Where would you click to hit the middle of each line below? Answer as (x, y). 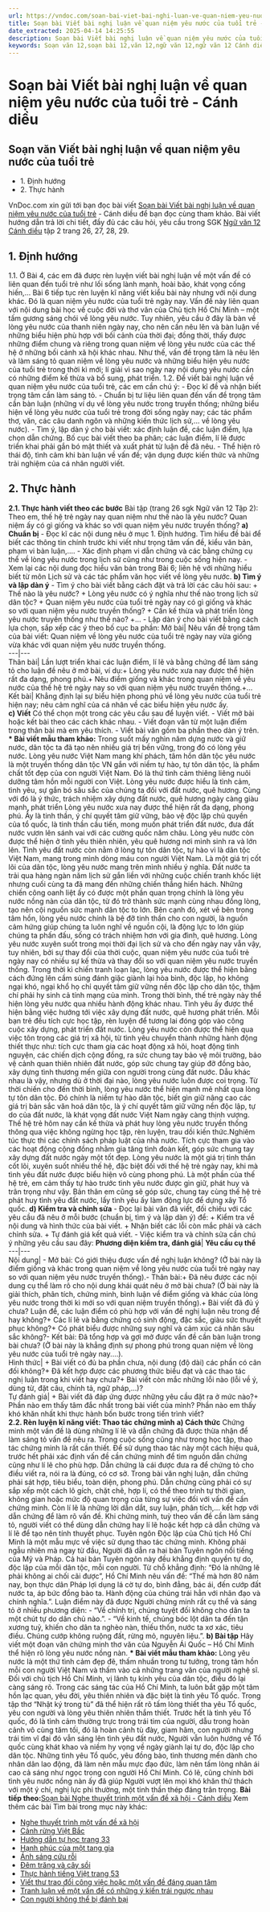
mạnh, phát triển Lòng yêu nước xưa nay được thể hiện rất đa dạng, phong (131, 807)
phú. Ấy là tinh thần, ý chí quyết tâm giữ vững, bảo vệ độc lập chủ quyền (128, 815)
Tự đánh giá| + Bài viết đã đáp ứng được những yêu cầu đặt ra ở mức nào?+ (133, 1397)
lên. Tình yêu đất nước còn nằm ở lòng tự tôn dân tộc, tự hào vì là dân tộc (129, 850)
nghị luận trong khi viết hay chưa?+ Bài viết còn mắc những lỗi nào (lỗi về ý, (133, 1379)
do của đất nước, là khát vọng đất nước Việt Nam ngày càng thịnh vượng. (129, 1114)
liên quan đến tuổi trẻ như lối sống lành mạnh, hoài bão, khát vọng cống (127, 284)
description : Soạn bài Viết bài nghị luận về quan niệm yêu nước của (127, 38)
